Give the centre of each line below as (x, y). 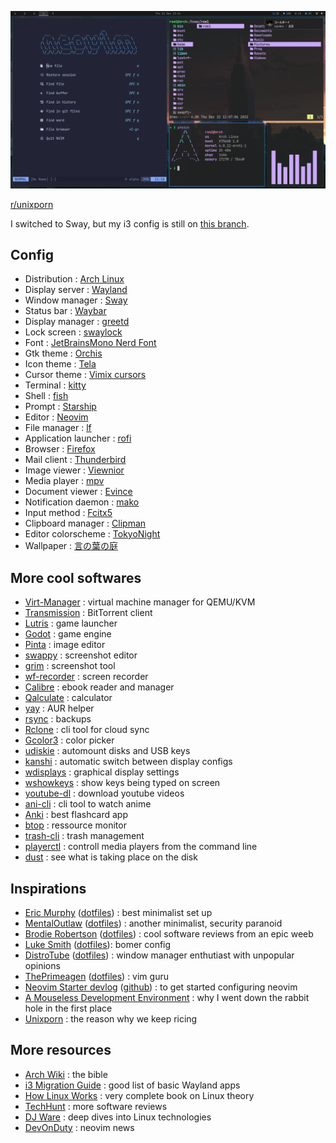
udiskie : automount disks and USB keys (107, 751)
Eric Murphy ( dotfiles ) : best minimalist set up (118, 912)
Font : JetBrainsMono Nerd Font (90, 343)
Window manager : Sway (76, 300)
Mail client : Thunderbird (75, 460)
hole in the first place (68, 1008)
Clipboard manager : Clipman (85, 523)
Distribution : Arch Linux (74, 279)
